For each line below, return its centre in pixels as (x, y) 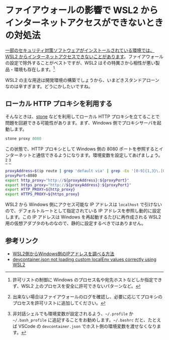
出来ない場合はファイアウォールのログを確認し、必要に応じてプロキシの (87, 297)
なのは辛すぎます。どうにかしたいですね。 (49, 86)
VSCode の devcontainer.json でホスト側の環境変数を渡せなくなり (88, 326)
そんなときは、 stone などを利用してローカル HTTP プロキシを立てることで (82, 117)
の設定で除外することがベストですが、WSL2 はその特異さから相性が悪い (80, 63)
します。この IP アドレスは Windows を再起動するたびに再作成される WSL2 (83, 217)
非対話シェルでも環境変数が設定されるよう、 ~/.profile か (73, 314)
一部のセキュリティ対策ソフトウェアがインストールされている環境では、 (80, 50)
